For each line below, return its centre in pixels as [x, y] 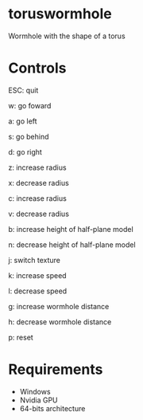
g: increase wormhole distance [59, 306]
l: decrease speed [38, 291]
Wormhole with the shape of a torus [67, 36]
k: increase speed [37, 275]
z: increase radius [37, 167]
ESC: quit [23, 90]
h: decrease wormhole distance [60, 322]
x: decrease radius [39, 183]
